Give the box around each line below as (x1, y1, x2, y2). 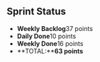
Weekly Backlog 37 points (16, 24, 94, 32)
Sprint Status (6, 6, 67, 18)
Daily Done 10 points (16, 32, 77, 40)
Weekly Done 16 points (16, 39, 84, 48)
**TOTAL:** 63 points (16, 46, 84, 55)
